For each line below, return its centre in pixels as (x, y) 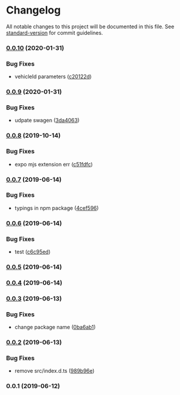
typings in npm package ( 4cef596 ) (57, 208)
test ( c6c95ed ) (33, 252)
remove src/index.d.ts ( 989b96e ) (55, 371)
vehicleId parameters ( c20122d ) (53, 76)
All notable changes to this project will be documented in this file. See (90, 26)
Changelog (33, 10)
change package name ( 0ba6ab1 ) (55, 327)
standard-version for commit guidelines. (55, 32)
